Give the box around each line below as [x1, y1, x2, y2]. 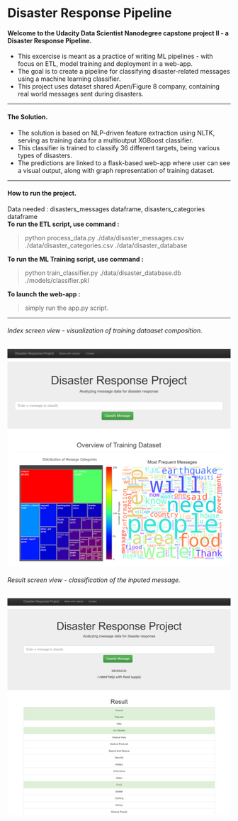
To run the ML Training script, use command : [7, 255, 144, 263]
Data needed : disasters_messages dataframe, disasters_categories [7, 204, 205, 213]
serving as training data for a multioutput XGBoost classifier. [17, 136, 193, 145]
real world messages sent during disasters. [17, 90, 144, 99]
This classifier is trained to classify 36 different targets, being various [17, 143, 220, 152]
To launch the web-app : [7, 289, 81, 298]
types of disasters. [17, 151, 72, 160]
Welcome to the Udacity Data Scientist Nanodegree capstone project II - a [7, 28, 229, 37]
